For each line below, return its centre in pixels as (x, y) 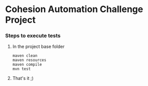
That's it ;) (23, 78)
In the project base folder (38, 47)
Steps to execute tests (33, 36)
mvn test (21, 69)
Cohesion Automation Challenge (74, 9)
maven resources (29, 60)
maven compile (27, 65)
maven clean (25, 56)
